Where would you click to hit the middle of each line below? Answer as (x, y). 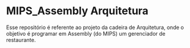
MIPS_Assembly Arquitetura (77, 11)
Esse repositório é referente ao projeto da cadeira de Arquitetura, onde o (95, 27)
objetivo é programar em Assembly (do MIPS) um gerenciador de (86, 33)
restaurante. (21, 40)
